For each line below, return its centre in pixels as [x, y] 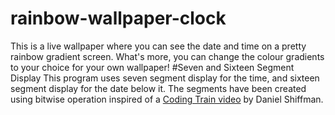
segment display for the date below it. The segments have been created [158, 88]
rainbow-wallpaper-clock [118, 18]
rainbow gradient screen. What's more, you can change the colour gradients [167, 56]
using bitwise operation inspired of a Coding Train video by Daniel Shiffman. [167, 99]
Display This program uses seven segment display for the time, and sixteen [165, 78]
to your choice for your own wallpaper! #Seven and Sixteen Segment [152, 67]
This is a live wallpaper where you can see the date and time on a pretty [158, 46]
